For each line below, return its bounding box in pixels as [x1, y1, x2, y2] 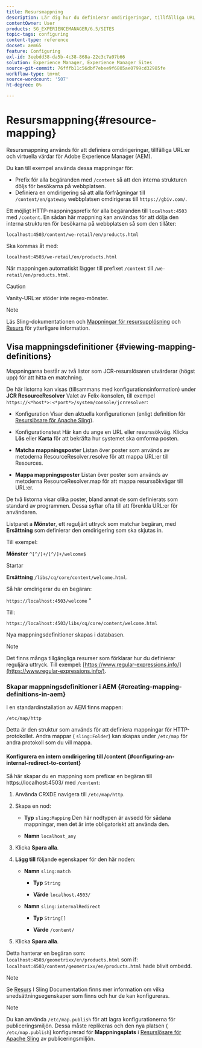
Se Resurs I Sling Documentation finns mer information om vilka [6, 986, 165, 993]
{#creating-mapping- [117, 682, 182, 690]
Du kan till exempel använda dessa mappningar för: [6, 164, 134, 171]
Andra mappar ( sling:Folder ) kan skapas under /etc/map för [36, 733, 188, 740]
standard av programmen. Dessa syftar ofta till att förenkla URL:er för [6, 502, 178, 509]
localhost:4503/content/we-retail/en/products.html [6, 231, 139, 238]
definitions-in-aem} [6, 690, 66, 698]
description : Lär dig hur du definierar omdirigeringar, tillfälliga [6, 15, 185, 21]
